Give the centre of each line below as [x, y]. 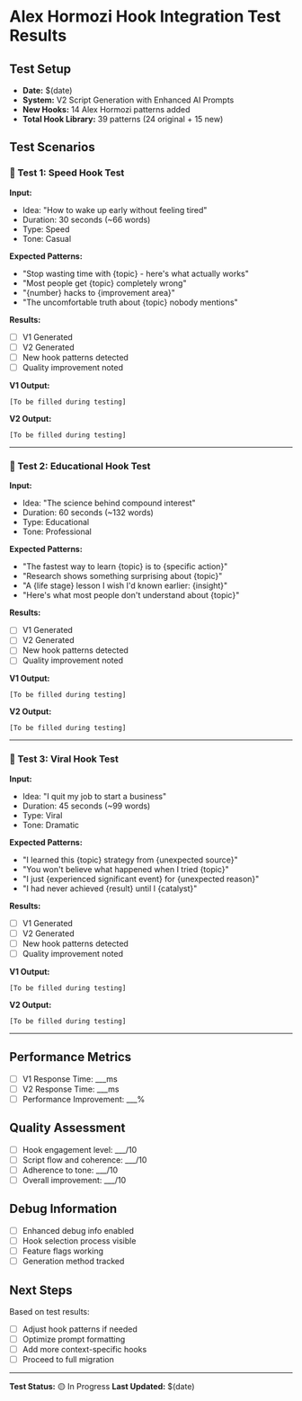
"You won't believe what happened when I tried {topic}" [125, 869]
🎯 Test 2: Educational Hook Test [80, 466]
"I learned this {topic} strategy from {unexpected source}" [130, 860]
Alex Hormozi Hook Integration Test [145, 17]
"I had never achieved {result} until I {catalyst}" [110, 888]
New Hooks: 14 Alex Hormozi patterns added [106, 109]
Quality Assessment [67, 1128]
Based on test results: [49, 1311]
